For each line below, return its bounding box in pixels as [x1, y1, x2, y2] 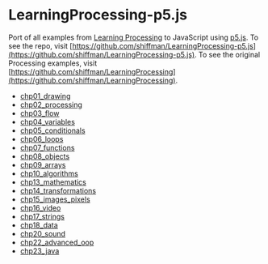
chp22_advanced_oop [19, 237, 94, 247]
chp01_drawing [19, 91, 71, 100]
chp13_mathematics [19, 177, 87, 187]
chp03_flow [19, 108, 60, 118]
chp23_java [19, 245, 60, 256]
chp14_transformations [19, 185, 97, 195]
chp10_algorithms [19, 168, 78, 178]
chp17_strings [19, 211, 65, 221]
